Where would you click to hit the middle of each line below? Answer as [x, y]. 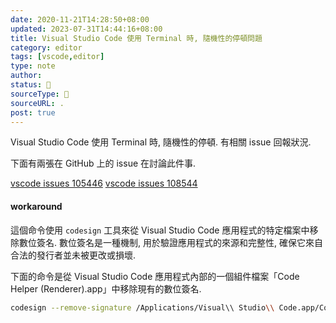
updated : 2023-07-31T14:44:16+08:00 [86, 29]
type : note [33, 66]
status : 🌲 [31, 85]
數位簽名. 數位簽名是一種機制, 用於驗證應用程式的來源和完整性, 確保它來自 [170, 242]
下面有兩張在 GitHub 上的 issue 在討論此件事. [103, 163]
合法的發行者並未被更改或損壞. [73, 255]
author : [26, 76]
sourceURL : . [37, 103]
